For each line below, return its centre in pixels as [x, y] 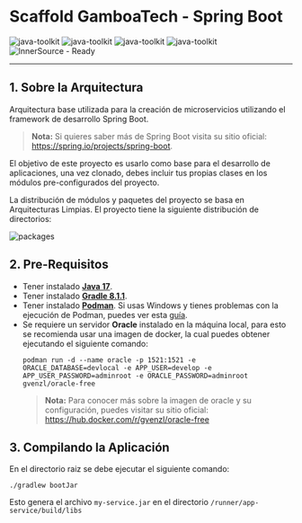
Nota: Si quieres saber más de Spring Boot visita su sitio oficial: [149, 136]
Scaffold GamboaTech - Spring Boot [146, 17]
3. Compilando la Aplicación [89, 447]
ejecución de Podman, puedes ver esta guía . [105, 315]
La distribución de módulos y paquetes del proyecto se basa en [127, 199]
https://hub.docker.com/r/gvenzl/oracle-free [127, 419]
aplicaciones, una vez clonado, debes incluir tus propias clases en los [138, 173]
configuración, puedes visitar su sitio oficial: [127, 410]
